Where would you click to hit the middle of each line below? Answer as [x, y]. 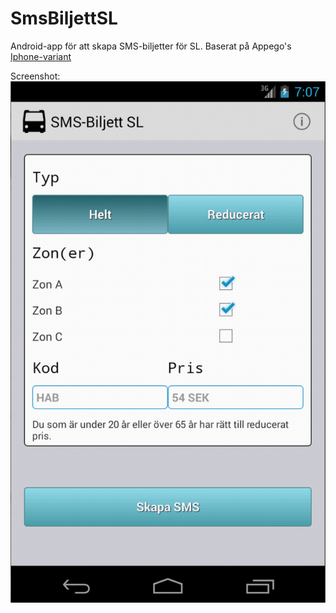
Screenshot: [35, 76]
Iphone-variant [41, 56]
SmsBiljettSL [64, 18]
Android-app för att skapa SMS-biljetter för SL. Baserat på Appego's [151, 46]
